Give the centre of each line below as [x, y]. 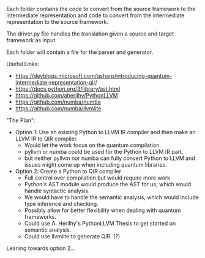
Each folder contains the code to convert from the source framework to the [101, 9]
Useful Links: [23, 64]
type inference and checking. [61, 204]
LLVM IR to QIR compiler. [47, 138]
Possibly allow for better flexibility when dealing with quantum [102, 210]
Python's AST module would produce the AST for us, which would [108, 184]
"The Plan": [21, 120]
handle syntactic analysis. [57, 191]
